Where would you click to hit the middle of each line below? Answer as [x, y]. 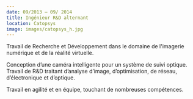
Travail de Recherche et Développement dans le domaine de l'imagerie [95, 46]
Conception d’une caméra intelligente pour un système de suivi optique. [97, 65]
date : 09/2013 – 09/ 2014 [39, 12]
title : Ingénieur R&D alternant [47, 18]
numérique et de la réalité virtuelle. [50, 53]
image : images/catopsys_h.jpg [45, 29]
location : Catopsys [31, 23]
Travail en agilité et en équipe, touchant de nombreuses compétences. [95, 90]
